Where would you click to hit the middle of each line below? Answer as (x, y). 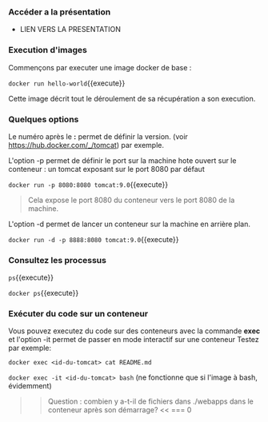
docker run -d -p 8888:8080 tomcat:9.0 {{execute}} (94, 239)
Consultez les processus (57, 260)
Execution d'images (48, 50)
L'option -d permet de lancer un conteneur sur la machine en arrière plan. (129, 224)
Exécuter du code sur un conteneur (78, 314)
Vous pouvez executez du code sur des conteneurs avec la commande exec (134, 331)
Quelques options (44, 119)
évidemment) (30, 386)
